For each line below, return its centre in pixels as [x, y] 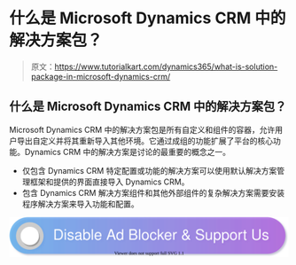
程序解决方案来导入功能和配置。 [80, 204]
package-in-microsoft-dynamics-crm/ [101, 76]
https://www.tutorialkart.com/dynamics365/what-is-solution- [166, 66]
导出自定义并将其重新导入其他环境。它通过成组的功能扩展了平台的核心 [144, 140]
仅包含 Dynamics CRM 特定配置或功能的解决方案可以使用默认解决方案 [149, 170]
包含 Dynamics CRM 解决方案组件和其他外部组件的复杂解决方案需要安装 [153, 192]
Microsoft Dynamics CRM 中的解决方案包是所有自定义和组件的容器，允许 [142, 129]
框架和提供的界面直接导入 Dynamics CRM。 [109, 182]
